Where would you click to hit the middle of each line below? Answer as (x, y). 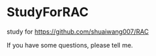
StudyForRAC (48, 12)
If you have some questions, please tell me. (70, 45)
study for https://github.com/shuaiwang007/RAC (78, 31)
